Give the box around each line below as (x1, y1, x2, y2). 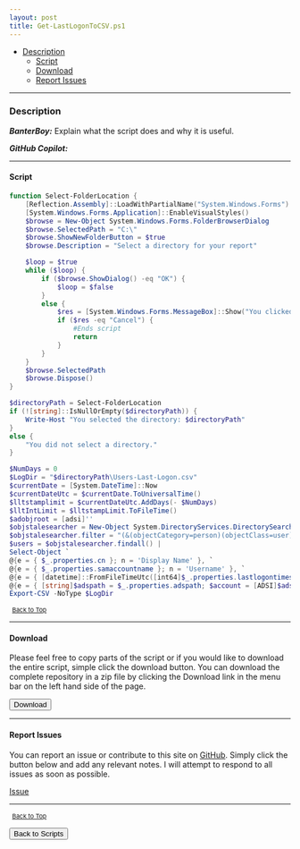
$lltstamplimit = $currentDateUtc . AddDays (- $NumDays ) (9, 497, 218, 506)
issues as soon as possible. (9, 768, 110, 779)
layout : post (9, 13, 58, 22)
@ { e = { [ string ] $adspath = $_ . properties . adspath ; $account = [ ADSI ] (9, 581, 278, 590)
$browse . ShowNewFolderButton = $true (25, 233, 166, 242)
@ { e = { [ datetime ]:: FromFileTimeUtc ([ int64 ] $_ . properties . (9, 573, 238, 582)
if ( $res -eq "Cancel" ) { (56, 316, 154, 325)
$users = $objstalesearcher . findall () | (9, 539, 162, 548)
